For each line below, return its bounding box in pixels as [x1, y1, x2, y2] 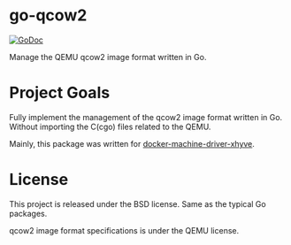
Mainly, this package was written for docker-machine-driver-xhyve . [9, 138, 255, 149]
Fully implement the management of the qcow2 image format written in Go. [9, 111, 283, 122]
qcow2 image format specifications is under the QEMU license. [9, 225, 240, 235]
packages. [9, 208, 48, 218]
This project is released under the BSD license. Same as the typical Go [9, 198, 267, 209]
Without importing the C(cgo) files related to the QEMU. [9, 121, 211, 132]
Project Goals [9, 83, 111, 103]
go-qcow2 [9, 5, 88, 26]
